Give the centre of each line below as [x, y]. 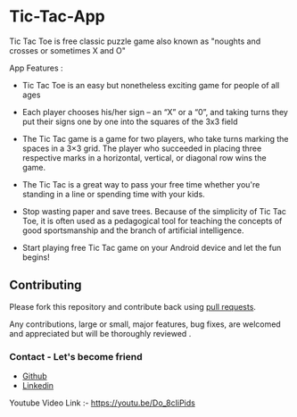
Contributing [45, 285]
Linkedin [38, 386]
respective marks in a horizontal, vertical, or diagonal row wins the [144, 157]
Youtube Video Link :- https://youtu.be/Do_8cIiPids [103, 403]
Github [34, 376]
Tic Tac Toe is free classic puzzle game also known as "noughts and [135, 41]
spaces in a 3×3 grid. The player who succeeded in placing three [142, 148]
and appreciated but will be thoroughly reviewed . [100, 333]
